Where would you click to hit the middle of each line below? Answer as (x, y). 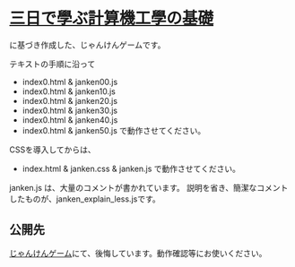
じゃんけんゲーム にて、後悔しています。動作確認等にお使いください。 (138, 253)
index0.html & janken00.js (70, 82)
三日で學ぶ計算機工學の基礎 (112, 18)
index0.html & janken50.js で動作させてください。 (114, 130)
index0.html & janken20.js (70, 100)
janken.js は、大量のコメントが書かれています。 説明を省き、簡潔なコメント (149, 187)
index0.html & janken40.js (70, 120)
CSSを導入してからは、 (52, 150)
